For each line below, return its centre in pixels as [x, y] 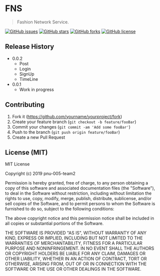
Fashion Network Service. [43, 22]
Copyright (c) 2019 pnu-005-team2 [40, 174]
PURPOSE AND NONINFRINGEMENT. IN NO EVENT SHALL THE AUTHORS [80, 248]
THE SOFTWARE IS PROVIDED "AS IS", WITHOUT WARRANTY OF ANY [76, 233]
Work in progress [37, 89]
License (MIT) [27, 152]
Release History [30, 47]
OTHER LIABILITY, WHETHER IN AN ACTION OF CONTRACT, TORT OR [76, 259]
